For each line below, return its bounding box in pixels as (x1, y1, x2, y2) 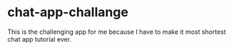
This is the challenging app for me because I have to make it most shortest (7, 27, 227, 36)
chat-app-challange (7, 4, 129, 20)
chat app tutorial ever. (7, 35, 72, 43)
